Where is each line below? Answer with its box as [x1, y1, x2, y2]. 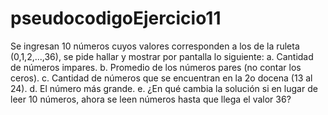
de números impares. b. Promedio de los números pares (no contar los [10, 61, 302, 73]
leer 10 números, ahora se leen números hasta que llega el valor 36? [10, 93, 292, 105]
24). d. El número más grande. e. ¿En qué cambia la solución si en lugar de [10, 82, 318, 94]
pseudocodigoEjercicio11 [10, 7, 222, 30]
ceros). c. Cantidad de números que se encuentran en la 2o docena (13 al [10, 72, 313, 84]
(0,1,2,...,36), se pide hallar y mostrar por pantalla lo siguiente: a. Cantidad [10, 50, 314, 62]
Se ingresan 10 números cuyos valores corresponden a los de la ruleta [10, 40, 300, 52]
